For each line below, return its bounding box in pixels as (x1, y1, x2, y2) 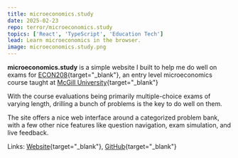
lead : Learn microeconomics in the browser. (7, 37, 141, 44)
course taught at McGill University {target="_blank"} (7, 78, 158, 86)
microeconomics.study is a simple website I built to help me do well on (7, 63, 217, 71)
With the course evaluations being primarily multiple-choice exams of (7, 92, 211, 100)
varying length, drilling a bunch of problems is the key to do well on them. (7, 100, 222, 107)
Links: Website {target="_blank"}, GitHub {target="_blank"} (7, 142, 178, 150)
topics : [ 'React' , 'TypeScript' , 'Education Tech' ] (7, 30, 163, 38)
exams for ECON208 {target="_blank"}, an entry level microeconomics (7, 70, 213, 79)
